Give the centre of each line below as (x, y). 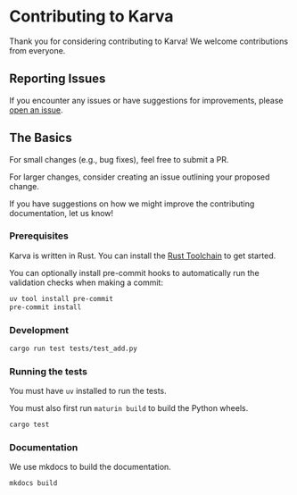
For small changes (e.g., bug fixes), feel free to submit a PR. (119, 159)
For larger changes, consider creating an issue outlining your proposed (140, 177)
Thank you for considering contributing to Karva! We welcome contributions (148, 41)
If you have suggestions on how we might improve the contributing (132, 204)
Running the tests (48, 371)
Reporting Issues (58, 79)
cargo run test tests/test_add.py (74, 348)
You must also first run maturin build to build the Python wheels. (129, 408)
